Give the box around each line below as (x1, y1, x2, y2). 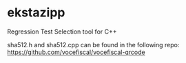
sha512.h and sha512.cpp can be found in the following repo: (7, 40, 180, 49)
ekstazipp (7, 5, 65, 21)
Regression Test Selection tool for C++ (7, 27, 117, 36)
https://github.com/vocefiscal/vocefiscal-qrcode (7, 48, 146, 56)
